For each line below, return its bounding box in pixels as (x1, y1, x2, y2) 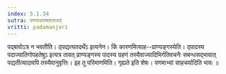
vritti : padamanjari (7, 23, 69, 30)
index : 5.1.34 (7, 10, 50, 18)
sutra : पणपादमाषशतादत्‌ (7, 17, 62, 24)
